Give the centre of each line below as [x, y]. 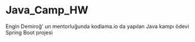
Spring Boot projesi [29, 32]
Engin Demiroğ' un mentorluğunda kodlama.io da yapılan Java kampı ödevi [97, 26]
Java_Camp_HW [47, 10]
